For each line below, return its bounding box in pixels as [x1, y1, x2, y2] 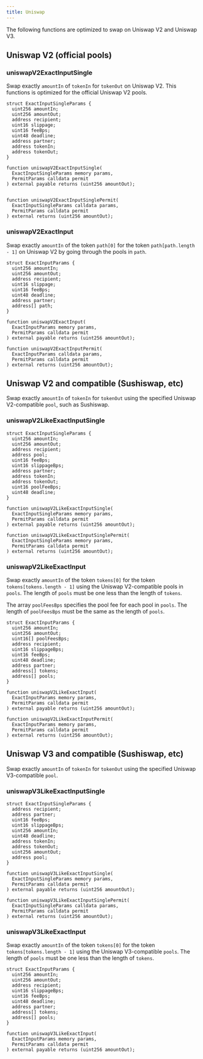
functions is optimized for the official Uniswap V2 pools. [6, 89, 148, 96]
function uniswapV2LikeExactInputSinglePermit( [6, 532, 130, 538]
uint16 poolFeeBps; [12, 484, 62, 490]
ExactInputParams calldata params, [12, 351, 103, 357]
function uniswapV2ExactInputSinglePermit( [6, 197, 119, 203]
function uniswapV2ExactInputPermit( [6, 346, 103, 352]
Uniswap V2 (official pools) [6, 50, 112, 61]
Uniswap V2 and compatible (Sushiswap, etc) [6, 378, 183, 389]
